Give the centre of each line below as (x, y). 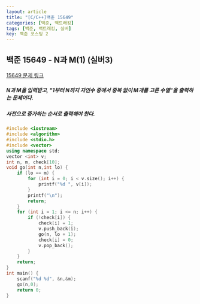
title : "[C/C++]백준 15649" (40, 17)
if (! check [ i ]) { (49, 218)
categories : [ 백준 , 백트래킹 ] (40, 23)
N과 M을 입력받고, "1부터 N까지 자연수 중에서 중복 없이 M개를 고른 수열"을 (92, 90)
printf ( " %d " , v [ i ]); (65, 184)
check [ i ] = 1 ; (56, 223)
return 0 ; (29, 290)
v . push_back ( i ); (58, 229)
